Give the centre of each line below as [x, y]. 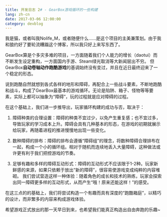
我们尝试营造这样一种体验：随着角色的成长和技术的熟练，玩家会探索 [92, 176]
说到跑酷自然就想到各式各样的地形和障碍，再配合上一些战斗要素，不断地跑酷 [83, 84]
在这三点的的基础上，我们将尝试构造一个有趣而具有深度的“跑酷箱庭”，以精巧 [83, 193]
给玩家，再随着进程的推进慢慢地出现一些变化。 [60, 130]
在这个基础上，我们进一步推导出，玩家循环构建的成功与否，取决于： [75, 107]
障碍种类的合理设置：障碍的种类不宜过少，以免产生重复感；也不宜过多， [86, 118]
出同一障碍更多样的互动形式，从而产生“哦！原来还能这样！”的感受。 [82, 182]
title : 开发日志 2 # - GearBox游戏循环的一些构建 [51, 10]
